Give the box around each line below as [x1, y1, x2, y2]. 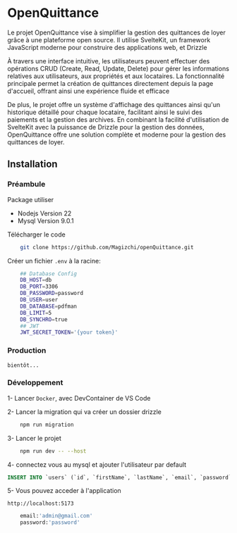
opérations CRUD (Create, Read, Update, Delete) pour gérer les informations [7, 64, 229, 73]
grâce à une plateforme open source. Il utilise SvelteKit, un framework [7, 35, 211, 44]
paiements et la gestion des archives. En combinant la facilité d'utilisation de [7, 115, 229, 124]
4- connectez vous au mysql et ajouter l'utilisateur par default [7, 460, 187, 469]
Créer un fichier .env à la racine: [7, 256, 101, 265]
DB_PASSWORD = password [20, 290, 83, 297]
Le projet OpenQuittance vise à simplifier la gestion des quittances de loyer [7, 28, 226, 37]
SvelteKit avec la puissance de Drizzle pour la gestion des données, [7, 123, 205, 131]
